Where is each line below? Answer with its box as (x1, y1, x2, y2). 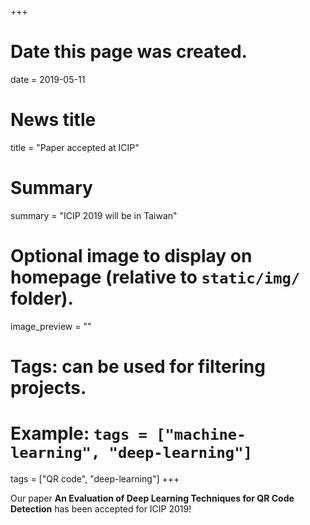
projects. (10, 376, 87, 399)
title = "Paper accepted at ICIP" (10, 141, 140, 153)
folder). (10, 287, 74, 310)
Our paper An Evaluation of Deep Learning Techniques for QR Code (10, 492, 295, 504)
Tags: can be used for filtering (10, 355, 266, 378)
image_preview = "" (10, 320, 92, 332)
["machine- (156, 426, 247, 445)
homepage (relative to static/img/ (10, 266, 301, 288)
